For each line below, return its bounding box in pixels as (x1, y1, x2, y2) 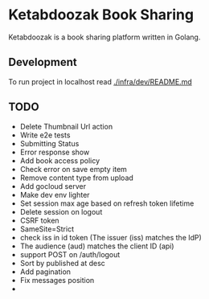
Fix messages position (19, 275, 95, 285)
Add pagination (19, 267, 71, 276)
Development (8, 55, 78, 69)
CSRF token (19, 215, 59, 225)
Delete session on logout (19, 207, 103, 216)
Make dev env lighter (19, 190, 90, 199)
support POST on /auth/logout (19, 249, 121, 259)
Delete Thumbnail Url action (19, 121, 113, 131)
